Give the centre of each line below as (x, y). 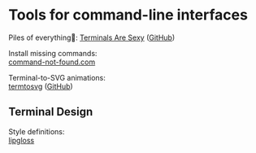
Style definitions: (37, 131)
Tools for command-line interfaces (128, 15)
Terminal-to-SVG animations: (57, 77)
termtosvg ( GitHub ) (41, 86)
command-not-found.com (52, 62)
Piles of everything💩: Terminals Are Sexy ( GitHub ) (92, 37)
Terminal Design (51, 112)
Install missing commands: (53, 53)
